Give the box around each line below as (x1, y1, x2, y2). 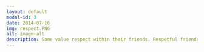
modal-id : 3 (6, 14, 36, 20)
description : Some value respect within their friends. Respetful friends (6, 36, 200, 42)
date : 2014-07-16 (6, 20, 50, 26)
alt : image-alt (6, 31, 45, 37)
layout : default (6, 8, 47, 15)
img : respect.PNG (6, 25, 50, 32)
